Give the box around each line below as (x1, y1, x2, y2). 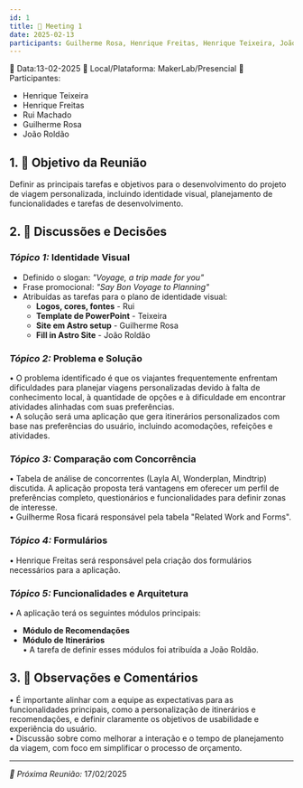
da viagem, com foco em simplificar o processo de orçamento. (9, 742, 243, 753)
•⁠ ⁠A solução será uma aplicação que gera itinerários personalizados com (9, 411, 280, 422)
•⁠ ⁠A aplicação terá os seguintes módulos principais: (9, 607, 201, 618)
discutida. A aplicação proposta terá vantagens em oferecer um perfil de (9, 483, 280, 493)
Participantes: (9, 73, 61, 84)
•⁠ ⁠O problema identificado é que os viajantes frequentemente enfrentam (9, 372, 278, 384)
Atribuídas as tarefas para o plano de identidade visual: (22, 291, 228, 302)
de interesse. (9, 502, 59, 513)
